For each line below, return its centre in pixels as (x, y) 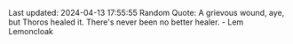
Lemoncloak (31, 31)
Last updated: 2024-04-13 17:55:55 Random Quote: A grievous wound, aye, (146, 13)
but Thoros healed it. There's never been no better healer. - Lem (126, 22)
